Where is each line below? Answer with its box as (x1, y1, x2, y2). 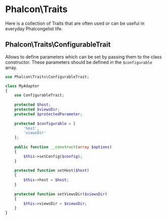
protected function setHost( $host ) (14, 168, 90, 173)
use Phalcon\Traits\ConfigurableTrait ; (5, 74, 90, 79)
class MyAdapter (5, 83, 39, 89)
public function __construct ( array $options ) (14, 145, 112, 150)
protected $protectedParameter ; (14, 111, 82, 117)
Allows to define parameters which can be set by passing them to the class (5, 54, 162, 60)
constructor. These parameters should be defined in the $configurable (5, 59, 153, 65)
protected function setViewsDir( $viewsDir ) (14, 191, 108, 197)
